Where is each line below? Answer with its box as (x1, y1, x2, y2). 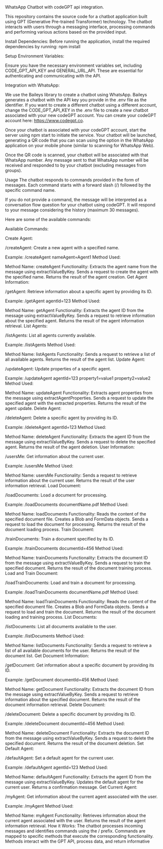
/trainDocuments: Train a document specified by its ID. (5, 536, 114, 542)
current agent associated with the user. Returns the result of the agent (5, 818, 146, 823)
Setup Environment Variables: (5, 53, 65, 59)
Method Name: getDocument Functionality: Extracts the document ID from (5, 686, 154, 692)
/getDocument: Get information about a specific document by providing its (5, 662, 154, 668)
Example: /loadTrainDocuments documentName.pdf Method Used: (5, 589, 139, 595)
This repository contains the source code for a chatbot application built (5, 14, 147, 19)
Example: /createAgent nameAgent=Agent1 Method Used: (5, 254, 121, 260)
